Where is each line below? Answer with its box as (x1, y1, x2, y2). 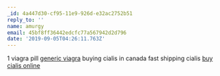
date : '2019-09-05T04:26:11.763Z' (7, 36, 106, 42)
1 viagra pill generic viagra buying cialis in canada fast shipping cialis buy (7, 54, 213, 62)
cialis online (7, 62, 41, 70)
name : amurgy (7, 23, 44, 29)
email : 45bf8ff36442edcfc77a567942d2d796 (7, 29, 127, 36)
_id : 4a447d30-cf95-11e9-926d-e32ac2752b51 (7, 10, 133, 17)
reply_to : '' (7, 16, 44, 23)
